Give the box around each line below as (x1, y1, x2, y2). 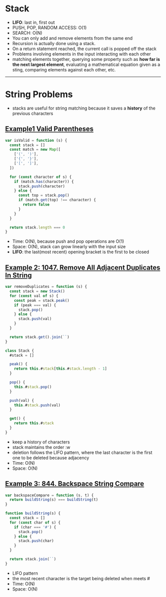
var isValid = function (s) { (5, 138, 68, 143)
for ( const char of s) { (9, 520, 61, 525)
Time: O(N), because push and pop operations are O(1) (12, 238, 124, 244)
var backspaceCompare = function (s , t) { (5, 492, 94, 498)
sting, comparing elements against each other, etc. (12, 66, 116, 72)
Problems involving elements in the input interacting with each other (12, 51, 151, 57)
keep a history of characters (12, 439, 70, 445)
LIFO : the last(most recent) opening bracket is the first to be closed (12, 249, 149, 255)
